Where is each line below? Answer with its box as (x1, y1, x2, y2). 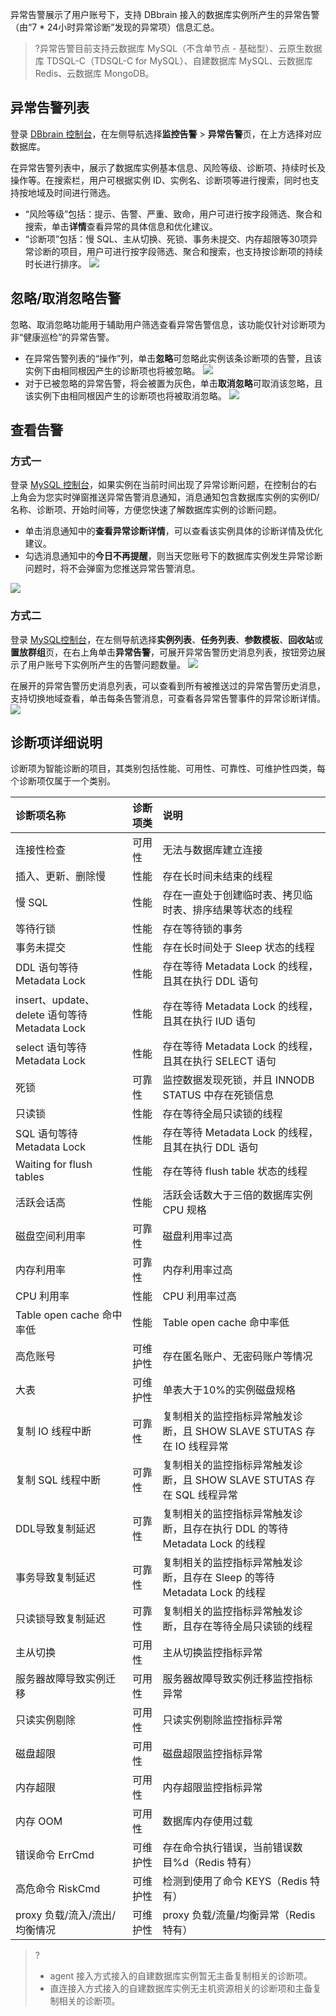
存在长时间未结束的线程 (162, 869, 273, 883)
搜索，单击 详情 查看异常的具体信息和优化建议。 (24, 220, 218, 232)
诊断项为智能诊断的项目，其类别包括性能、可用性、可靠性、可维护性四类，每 (10, 763, 326, 775)
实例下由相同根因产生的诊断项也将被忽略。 (24, 364, 201, 377)
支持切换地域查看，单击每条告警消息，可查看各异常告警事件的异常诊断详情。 (10, 692, 326, 704)
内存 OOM (15, 1814, 63, 1828)
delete (15, 1008, 45, 1022)
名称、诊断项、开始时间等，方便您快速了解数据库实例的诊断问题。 (10, 504, 282, 516)
